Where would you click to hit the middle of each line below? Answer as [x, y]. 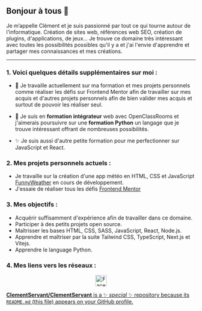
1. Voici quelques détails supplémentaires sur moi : [82, 72]
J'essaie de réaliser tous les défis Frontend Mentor [78, 189]
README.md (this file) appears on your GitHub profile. [70, 302]
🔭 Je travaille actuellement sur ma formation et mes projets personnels [103, 85]
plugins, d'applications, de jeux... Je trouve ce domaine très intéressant [95, 38]
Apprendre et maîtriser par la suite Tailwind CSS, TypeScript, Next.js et [103, 237]
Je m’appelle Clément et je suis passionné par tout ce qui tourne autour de [99, 25]
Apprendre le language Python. [54, 250]
